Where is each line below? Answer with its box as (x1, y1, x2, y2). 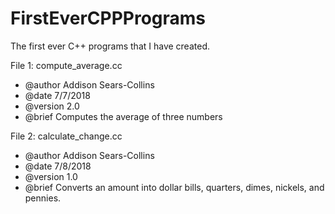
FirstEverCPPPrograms (10, 7, 207, 30)
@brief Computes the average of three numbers (24, 110, 223, 122)
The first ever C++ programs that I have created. (10, 40, 210, 52)
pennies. (24, 192, 62, 204)
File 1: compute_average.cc (10, 59, 123, 71)
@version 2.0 (24, 100, 80, 112)
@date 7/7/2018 (24, 89, 91, 101)
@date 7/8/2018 (24, 160, 92, 172)
